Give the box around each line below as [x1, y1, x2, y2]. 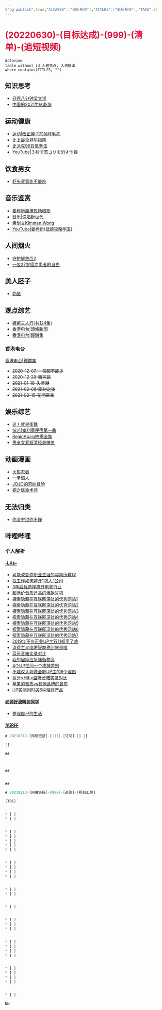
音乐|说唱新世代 [12, 214, 44, 220]
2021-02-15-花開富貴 [12, 392, 55, 398]
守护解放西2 [12, 255, 36, 261]
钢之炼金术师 [12, 487, 38, 493]
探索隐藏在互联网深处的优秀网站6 [12, 626, 79, 632]
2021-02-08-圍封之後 [12, 386, 56, 392]
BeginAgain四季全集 [12, 434, 52, 440]
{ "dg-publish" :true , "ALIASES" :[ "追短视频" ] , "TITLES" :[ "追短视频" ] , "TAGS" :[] [5, 7, 158, 12]
